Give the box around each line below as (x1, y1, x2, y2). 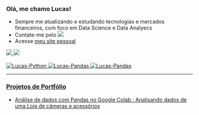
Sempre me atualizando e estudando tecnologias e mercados (14, 18, 165, 25)
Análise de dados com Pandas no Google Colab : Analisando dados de (14, 96, 187, 103)
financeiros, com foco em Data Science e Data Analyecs (14, 24, 152, 31)
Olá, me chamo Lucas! (6, 5, 72, 13)
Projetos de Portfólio (6, 83, 66, 91)
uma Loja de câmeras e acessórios (14, 102, 101, 109)
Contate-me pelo (14, 31, 57, 38)
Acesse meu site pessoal (14, 38, 76, 45)
